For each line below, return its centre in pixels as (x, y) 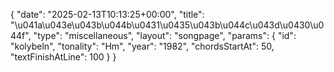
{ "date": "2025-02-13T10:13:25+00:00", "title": (107, 14)
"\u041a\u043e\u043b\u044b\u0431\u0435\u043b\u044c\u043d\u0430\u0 (167, 25)
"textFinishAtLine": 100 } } (63, 57)
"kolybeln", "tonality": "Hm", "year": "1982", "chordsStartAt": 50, (142, 46)
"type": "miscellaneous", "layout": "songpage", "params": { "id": (165, 35)
